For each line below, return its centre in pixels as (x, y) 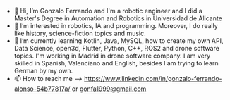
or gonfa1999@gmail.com (109, 89)
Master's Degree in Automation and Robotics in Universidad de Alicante (118, 18)
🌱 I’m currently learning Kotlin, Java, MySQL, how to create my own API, (119, 41)
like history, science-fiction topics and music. (80, 33)
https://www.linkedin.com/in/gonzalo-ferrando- (153, 79)
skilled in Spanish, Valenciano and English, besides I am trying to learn (116, 63)
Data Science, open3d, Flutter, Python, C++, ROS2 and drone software (117, 48)
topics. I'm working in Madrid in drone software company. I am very (112, 56)
